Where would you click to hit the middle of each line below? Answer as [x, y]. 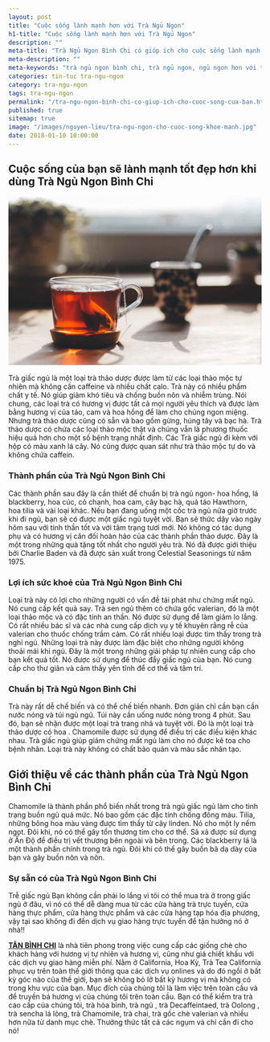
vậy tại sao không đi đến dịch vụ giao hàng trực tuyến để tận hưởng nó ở [129, 921]
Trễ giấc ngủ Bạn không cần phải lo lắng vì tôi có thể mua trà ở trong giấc [130, 896]
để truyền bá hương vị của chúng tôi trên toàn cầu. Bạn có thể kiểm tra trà [131, 997]
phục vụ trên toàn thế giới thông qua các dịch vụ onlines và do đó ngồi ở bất [135, 971]
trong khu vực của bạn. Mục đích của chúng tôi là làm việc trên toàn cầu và [133, 988]
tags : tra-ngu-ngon [41, 93]
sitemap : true [32, 119]
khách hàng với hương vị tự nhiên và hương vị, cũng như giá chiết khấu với [131, 954]
